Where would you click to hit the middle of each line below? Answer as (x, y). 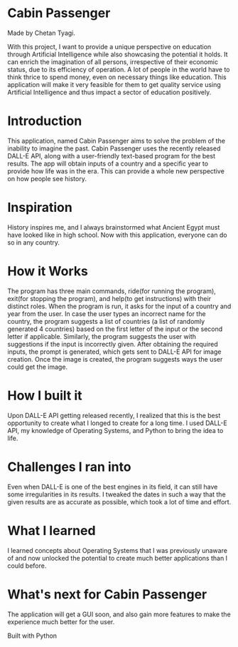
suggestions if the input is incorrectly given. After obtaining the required (113, 344)
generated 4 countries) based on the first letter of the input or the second (115, 329)
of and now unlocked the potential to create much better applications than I (118, 558)
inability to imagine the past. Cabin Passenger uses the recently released (114, 148)
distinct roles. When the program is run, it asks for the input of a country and (119, 306)
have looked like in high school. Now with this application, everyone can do (117, 235)
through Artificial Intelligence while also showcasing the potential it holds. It (118, 54)
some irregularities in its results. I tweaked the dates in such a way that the (117, 494)
